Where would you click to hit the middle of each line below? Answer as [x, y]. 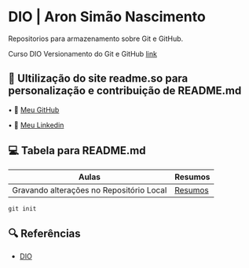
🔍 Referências [44, 233]
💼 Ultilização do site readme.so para [98, 79]
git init [22, 208]
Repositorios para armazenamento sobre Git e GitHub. [96, 39]
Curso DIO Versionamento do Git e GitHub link [82, 53]
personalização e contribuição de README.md [125, 91]
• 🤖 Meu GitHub [34, 109]
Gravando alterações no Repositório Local [90, 190]
